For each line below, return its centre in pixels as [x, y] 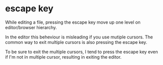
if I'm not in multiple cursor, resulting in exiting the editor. [63, 57]
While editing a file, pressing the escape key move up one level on [73, 22]
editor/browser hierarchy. [31, 27]
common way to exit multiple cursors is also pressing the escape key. [76, 42]
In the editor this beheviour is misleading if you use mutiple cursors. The [79, 37]
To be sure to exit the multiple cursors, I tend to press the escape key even [81, 52]
